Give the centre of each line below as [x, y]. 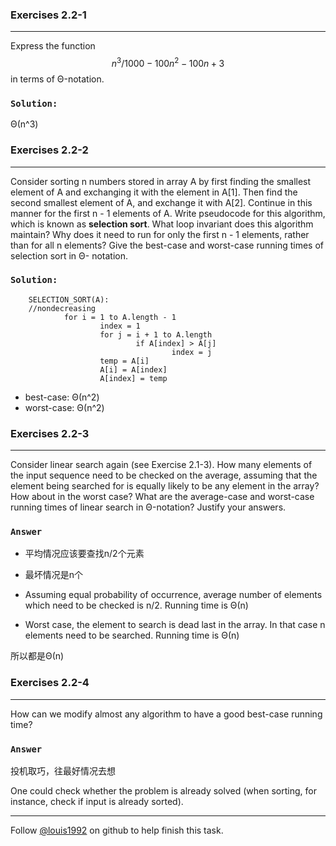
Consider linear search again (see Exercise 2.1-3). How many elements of [161, 465]
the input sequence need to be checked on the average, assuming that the [164, 475]
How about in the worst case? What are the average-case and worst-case [162, 497]
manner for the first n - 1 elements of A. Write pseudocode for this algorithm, [168, 213]
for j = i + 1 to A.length [156, 334]
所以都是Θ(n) [37, 656]
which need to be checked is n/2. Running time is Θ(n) [136, 605]
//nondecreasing [62, 308]
